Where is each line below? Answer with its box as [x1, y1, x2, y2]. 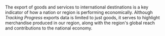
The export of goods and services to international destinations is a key [5, 4, 149, 10]
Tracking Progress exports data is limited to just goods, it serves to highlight [5, 15, 160, 20]
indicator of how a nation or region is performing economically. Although [5, 9, 153, 15]
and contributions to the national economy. [5, 25, 92, 31]
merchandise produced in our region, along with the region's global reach [5, 20, 155, 26]
